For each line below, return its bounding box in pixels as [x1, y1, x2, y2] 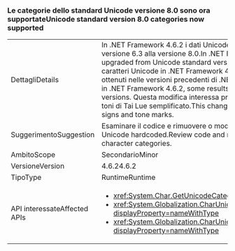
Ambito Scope [10, 150, 56, 160]
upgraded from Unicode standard [101, 58, 212, 68]
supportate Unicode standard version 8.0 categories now [7, 14, 205, 24]
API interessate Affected [10, 204, 89, 214]
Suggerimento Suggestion [10, 130, 95, 139]
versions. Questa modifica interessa [101, 93, 220, 102]
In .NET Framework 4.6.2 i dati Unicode [101, 40, 231, 50]
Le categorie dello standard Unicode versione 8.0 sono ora [7, 6, 211, 15]
